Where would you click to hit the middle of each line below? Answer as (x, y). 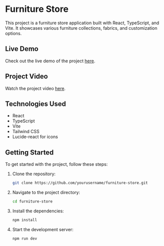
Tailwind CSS (26, 132)
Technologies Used (35, 104)
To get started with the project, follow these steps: (56, 164)
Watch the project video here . (35, 88)
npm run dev (25, 239)
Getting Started (29, 152)
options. (14, 33)
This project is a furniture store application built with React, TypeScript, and (82, 23)
